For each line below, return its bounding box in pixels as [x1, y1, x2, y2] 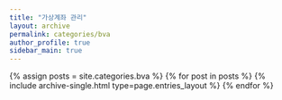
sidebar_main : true [9, 46, 83, 55]
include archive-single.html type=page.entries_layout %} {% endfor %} [9, 80, 274, 91]
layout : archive [9, 21, 70, 30]
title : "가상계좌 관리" [9, 12, 87, 22]
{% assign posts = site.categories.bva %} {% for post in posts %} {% [9, 71, 266, 81]
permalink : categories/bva [9, 29, 111, 38]
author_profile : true [9, 37, 91, 47]
